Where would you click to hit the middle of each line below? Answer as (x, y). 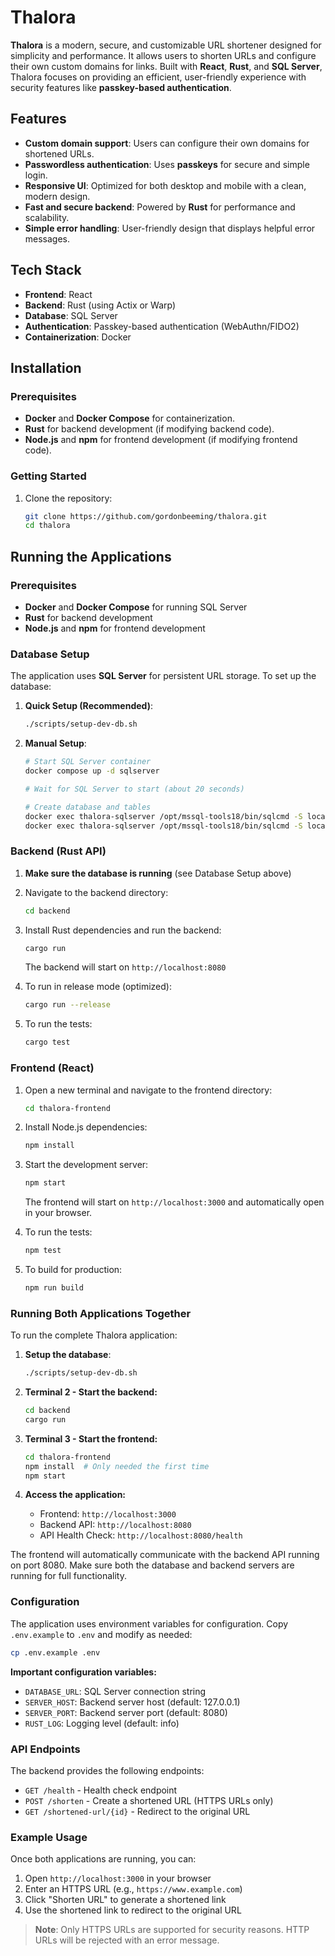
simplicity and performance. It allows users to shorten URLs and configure (163, 55)
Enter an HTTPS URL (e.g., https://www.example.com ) (133, 1889)
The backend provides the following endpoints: (107, 1770)
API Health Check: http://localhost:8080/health (141, 1535)
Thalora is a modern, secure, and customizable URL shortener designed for (166, 45)
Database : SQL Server (71, 315)
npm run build (54, 1288)
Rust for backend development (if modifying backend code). (149, 429)
